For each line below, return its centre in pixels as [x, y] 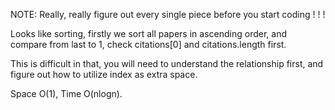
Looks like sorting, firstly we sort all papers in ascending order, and [148, 33]
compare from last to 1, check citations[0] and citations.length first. [148, 44]
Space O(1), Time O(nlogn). [66, 93]
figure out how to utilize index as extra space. [104, 74]
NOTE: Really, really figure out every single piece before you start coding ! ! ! [168, 14]
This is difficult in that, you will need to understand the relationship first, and [167, 63]
